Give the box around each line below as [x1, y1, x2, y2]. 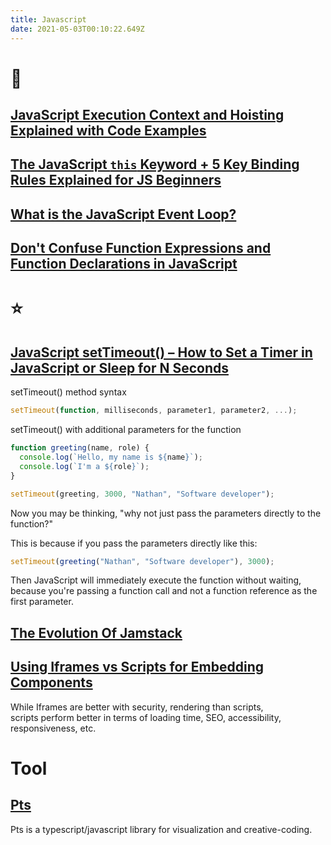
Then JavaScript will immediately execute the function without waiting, [10, 574, 302, 586]
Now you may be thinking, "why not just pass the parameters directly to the [10, 507, 322, 519]
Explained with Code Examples [10, 122, 207, 140]
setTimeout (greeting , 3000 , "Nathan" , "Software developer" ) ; [10, 489, 275, 499]
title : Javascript [10, 14, 87, 25]
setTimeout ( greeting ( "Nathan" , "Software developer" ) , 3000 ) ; [10, 556, 275, 566]
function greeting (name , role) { [10, 443, 150, 453]
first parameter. [10, 596, 74, 608]
